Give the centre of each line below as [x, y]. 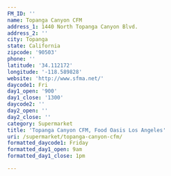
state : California [34, 46]
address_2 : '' [28, 33]
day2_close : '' [29, 117]
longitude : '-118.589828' [44, 72]
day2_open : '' [28, 111]
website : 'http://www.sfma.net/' [56, 78]
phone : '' [22, 59]
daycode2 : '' [26, 104]
